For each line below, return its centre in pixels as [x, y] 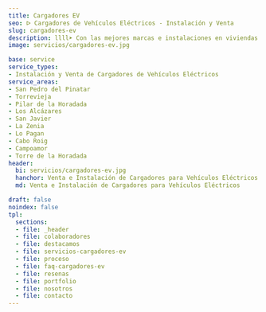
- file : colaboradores [53, 237]
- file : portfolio [46, 281]
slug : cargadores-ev [43, 30]
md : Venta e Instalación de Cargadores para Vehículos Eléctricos [128, 185]
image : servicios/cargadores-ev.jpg [69, 45]
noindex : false [33, 207]
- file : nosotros [44, 289]
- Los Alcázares [35, 111]
